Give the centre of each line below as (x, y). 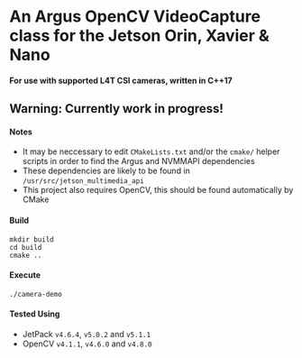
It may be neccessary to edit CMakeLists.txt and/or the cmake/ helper (151, 151)
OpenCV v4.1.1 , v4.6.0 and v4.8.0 (87, 344)
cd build (26, 247)
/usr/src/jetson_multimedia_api (83, 181)
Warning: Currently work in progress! (116, 109)
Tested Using (35, 314)
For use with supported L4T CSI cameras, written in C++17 (121, 80)
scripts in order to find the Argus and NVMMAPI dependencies (138, 161)
